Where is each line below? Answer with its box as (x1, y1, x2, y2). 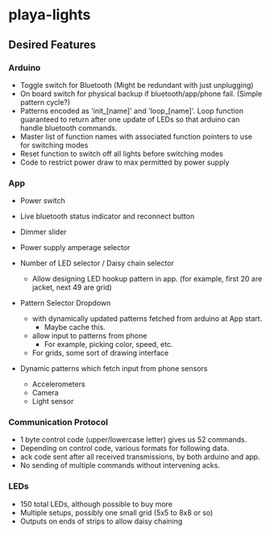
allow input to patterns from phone (31, 331, 147, 340)
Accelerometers (31, 379, 86, 389)
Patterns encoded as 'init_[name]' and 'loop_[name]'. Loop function (19, 106, 244, 115)
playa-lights (8, 6, 91, 24)
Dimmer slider (19, 227, 67, 237)
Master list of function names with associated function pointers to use (19, 131, 252, 141)
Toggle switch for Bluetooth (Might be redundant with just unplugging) (19, 80, 254, 90)
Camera (31, 388, 59, 398)
